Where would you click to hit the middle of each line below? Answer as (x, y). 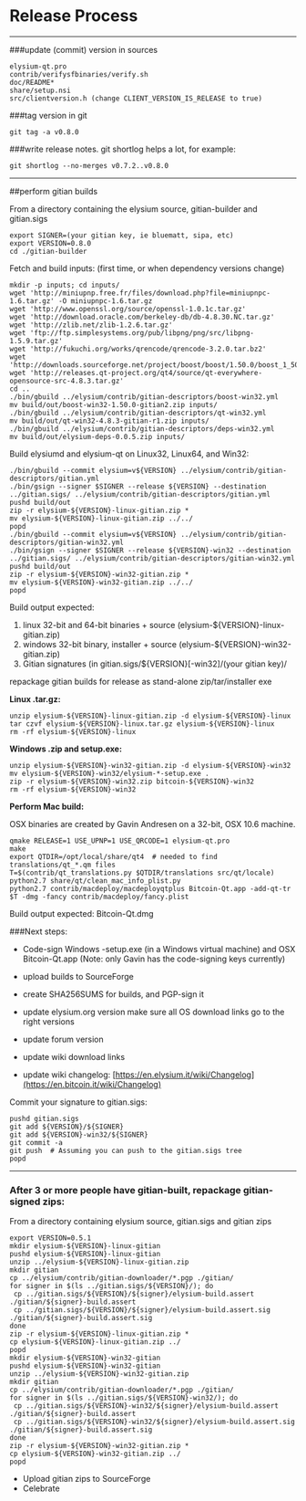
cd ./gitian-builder (49, 251)
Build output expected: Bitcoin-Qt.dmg (82, 913)
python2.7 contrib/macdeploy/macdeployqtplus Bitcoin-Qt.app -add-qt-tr (150, 888)
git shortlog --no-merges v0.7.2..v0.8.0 (89, 165)
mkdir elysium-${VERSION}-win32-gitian (85, 1358)
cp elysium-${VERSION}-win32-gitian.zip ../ (95, 1454)
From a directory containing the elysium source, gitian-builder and (133, 209)
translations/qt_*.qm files (63, 865)
